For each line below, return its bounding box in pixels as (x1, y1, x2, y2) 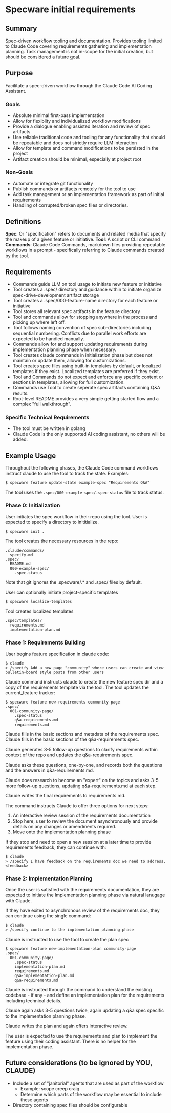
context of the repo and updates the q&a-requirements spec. (5, 752, 134, 758)
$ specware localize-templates (5, 599, 72, 604)
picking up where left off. (12, 319, 66, 325)
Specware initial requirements (5, 4, 136, 15)
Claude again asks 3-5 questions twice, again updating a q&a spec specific (5, 1007, 164, 1014)
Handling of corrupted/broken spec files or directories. (12, 202, 129, 208)
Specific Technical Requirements (5, 414, 90, 421)
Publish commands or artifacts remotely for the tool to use (12, 186, 136, 192)
